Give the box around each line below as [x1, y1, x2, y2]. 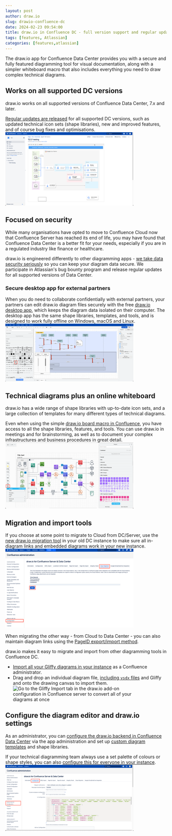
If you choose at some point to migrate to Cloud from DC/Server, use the [5, 532, 159, 538]
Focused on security [5, 216, 73, 224]
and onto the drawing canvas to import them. [12, 680, 108, 686]
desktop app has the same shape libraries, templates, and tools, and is [5, 312, 154, 319]
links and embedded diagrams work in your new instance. [24, 543, 146, 549]
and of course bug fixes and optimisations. [5, 126, 96, 133]
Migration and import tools [5, 518, 92, 527]
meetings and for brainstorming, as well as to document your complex [5, 431, 153, 437]
